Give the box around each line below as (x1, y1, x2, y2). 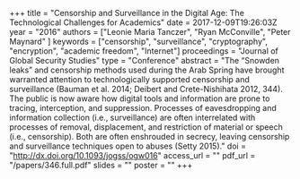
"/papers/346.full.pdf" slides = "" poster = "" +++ (9, 160, 193, 170)
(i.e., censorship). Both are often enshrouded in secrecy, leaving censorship (9, 132, 290, 141)
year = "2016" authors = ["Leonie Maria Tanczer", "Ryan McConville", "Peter (9, 27, 291, 37)
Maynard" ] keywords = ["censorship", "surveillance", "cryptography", (9, 36, 268, 47)
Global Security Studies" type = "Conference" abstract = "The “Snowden (9, 55, 280, 65)
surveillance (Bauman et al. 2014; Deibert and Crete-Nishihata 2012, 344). (9, 84, 283, 94)
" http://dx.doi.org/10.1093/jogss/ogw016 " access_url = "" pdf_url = (9, 150, 256, 160)
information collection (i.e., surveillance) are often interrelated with (9, 112, 256, 123)
